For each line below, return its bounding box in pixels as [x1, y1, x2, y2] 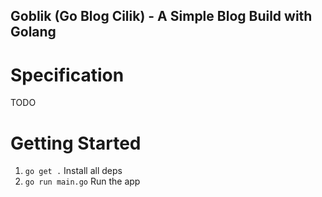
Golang [10, 24, 57, 41]
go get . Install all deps [24, 165, 123, 177]
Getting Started [10, 132, 142, 154]
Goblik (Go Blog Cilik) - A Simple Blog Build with [10, 8, 313, 25]
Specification [10, 64, 125, 86]
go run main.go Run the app [24, 175, 141, 188]
